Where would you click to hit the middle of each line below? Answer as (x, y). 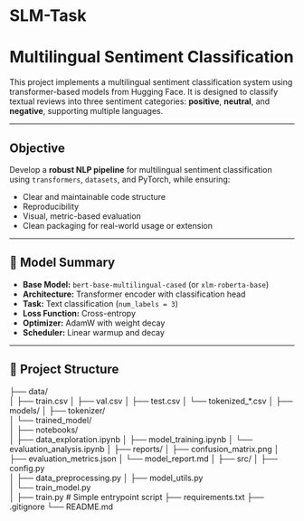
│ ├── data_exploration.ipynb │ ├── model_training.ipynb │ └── (131, 439)
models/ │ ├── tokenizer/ (57, 410)
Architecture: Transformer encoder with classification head (134, 294)
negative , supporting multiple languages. (86, 111)
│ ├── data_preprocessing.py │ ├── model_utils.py (106, 478)
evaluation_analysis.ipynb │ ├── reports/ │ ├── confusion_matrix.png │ (144, 449)
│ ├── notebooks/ (44, 430)
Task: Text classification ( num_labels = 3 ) (100, 303)
